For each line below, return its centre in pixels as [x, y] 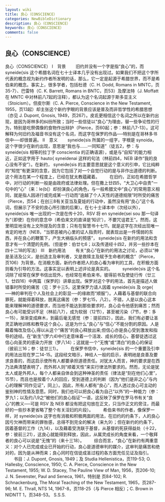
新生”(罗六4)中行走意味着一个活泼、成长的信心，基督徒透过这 [95, 336]
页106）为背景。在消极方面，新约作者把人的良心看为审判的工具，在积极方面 [82, 263]
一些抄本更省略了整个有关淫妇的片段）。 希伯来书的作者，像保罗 [82, 410]
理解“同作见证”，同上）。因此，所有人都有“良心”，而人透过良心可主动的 [85, 385]
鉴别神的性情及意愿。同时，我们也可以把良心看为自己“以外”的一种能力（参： [82, 391]
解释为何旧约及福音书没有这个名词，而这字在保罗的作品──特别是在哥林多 [79, 133]
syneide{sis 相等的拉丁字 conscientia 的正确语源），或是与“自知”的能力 [76, 152]
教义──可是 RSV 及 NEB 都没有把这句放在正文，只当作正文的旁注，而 [85, 403]
